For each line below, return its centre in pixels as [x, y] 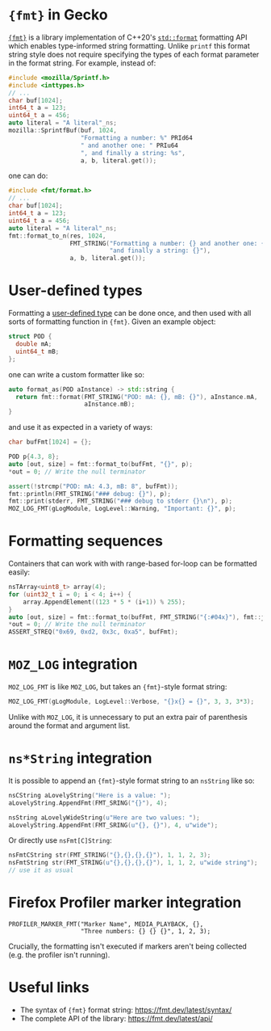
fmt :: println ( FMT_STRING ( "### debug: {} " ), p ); [90, 494]
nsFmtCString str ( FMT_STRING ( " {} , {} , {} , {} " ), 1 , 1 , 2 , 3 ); [110, 855]
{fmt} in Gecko [58, 15]
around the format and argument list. [69, 726]
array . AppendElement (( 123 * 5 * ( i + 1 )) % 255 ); [104, 602]
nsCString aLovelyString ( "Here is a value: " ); [90, 795]
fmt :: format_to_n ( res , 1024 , [57, 236]
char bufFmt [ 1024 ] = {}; [50, 442]
